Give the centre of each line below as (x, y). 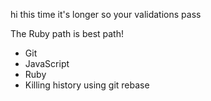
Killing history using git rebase (87, 85)
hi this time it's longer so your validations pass (106, 14)
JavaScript (47, 63)
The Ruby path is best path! (67, 33)
